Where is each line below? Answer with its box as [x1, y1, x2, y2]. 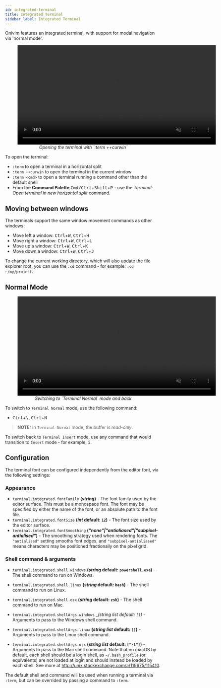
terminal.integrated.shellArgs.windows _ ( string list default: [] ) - [12, 612, 146, 617]
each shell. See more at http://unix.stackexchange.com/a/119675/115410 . [12, 663, 161, 669]
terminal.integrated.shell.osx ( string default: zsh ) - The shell [12, 597, 142, 603]
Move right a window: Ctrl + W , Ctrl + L [12, 238, 93, 244]
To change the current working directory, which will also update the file [5, 258, 151, 264]
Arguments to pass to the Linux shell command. [12, 632, 110, 638]
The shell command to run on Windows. [12, 572, 94, 578]
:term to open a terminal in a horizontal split [12, 163, 102, 169]
